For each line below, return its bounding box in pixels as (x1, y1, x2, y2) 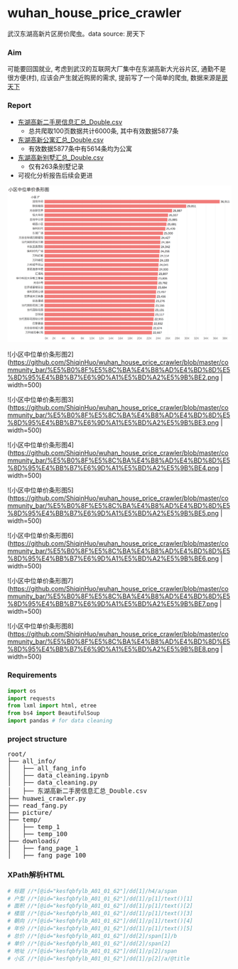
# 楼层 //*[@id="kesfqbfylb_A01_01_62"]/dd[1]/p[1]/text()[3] (7, 910, 193, 917)
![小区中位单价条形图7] (7, 577, 74, 585)
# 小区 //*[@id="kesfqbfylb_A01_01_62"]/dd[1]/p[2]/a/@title (7, 955, 190, 962)
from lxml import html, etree (7, 702, 97, 710)
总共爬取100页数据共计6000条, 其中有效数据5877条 (28, 126, 179, 135)
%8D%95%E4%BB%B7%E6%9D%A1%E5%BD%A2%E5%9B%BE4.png (7, 464, 220, 472)
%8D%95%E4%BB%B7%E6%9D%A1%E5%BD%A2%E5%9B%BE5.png (7, 509, 219, 518)
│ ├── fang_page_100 (7, 851, 87, 860)
